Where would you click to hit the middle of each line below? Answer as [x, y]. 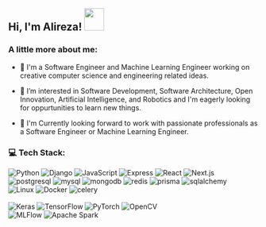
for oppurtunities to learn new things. [80, 107]
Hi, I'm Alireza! [45, 27]
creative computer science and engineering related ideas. [114, 75]
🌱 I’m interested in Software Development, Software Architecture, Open [136, 90]
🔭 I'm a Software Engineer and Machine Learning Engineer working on [135, 67]
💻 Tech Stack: [37, 152]
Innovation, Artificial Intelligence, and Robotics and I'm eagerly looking [135, 99]
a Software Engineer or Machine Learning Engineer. [104, 131]
